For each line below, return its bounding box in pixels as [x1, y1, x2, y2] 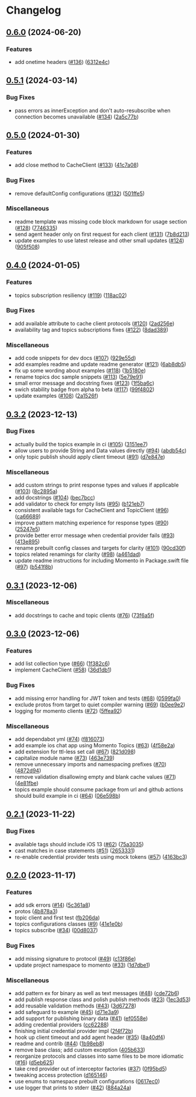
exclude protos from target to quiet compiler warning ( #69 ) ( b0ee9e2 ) [14, 701, 186, 708]
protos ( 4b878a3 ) [14, 908, 58, 915]
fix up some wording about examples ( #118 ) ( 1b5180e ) [14, 367, 146, 374]
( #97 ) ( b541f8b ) [14, 564, 53, 571]
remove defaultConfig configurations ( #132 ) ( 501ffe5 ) [14, 190, 145, 197]
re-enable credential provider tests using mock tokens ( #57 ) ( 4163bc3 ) [14, 853, 188, 860]
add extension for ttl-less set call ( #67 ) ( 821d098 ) [14, 748, 136, 756]
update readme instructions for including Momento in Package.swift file [14, 557, 189, 564]
